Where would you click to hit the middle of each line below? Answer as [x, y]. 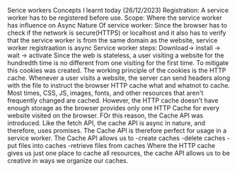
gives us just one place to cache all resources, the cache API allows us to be [118, 153]
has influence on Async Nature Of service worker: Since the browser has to [117, 25]
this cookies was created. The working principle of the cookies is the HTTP [117, 70]
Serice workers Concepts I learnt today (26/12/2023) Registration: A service [118, 10]
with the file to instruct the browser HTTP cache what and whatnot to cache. [119, 85]
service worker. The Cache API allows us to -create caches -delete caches [116, 138]
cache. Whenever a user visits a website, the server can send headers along [119, 78]
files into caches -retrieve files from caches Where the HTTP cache [117, 145]
